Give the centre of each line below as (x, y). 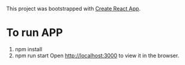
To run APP (35, 33)
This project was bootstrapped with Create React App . (74, 9)
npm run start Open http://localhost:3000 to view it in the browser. (97, 55)
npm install (29, 49)
